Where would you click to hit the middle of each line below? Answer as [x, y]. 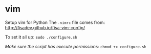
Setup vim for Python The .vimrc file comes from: [55, 22]
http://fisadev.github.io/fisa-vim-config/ [45, 27]
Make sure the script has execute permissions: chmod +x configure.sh [76, 46]
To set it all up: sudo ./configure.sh [41, 37]
